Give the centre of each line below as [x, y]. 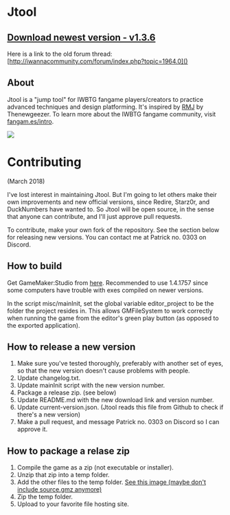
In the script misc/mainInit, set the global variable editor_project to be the [111, 303]
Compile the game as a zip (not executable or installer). [95, 467]
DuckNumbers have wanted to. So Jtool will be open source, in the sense [111, 209]
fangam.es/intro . [31, 121]
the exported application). [44, 325]
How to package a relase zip [69, 451]
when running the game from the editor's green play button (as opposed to [113, 318]
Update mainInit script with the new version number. [91, 386]
